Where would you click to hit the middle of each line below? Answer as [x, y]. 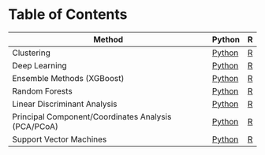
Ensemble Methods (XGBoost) [68, 78]
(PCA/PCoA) [35, 126]
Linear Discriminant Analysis [65, 104]
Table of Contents [68, 15]
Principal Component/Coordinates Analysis [92, 116]
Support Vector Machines [60, 139]
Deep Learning [39, 65]
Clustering [32, 53]
